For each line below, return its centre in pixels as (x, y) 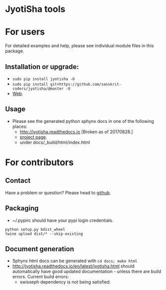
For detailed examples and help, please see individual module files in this (80, 46)
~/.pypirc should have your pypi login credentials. (63, 220)
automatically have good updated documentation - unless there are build (87, 272)
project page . (33, 137)
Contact (18, 181)
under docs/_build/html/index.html (55, 142)
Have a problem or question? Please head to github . (58, 193)
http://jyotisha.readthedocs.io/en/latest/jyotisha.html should (73, 266)
